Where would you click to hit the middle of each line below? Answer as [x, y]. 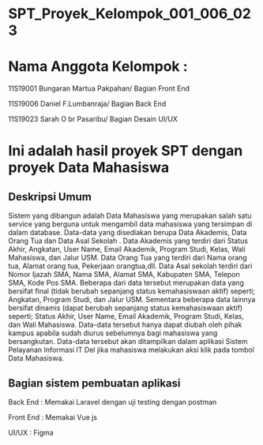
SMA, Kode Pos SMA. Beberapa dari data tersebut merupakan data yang [126, 283]
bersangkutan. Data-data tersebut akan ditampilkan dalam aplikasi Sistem [128, 342]
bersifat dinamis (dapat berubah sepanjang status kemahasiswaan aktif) [126, 308]
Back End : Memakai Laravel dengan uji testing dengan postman [113, 402]
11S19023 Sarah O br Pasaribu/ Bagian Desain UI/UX [93, 119]
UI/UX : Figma [31, 432]
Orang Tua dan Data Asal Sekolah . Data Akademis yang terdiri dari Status [128, 241]
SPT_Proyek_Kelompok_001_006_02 [130, 14]
